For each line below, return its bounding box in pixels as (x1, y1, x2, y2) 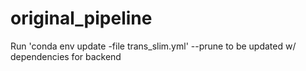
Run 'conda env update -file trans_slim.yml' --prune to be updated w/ (10, 40, 297, 52)
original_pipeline (10, 7, 153, 30)
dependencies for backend (10, 50, 122, 62)
